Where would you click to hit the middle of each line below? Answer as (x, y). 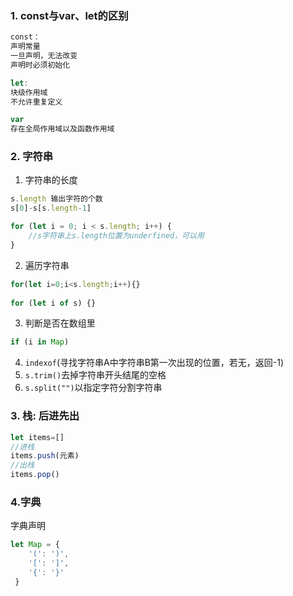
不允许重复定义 (36, 102)
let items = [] (37, 437)
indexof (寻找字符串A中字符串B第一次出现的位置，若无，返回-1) (154, 363)
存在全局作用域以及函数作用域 (62, 129)
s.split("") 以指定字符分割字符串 (93, 388)
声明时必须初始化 (40, 65)
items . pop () (35, 475)
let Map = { (35, 545)
